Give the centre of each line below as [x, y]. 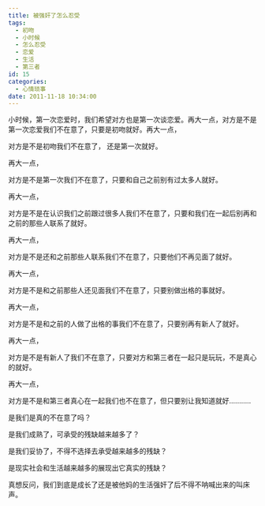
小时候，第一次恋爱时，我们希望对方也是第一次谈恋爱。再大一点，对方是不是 [132, 120]
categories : [28, 81]
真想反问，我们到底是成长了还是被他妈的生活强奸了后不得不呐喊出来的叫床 [129, 485]
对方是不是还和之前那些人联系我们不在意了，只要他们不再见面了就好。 [122, 257]
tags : [17, 23]
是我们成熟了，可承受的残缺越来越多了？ [74, 434]
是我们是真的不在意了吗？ [50, 418]
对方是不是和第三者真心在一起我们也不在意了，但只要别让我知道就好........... [130, 401]
